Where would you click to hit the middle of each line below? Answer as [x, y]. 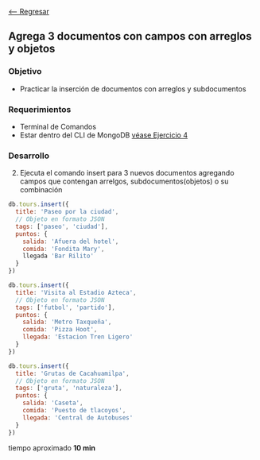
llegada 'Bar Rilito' [58, 256]
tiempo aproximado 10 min [52, 447]
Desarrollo [29, 156]
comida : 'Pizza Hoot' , [60, 330]
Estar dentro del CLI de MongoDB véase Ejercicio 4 [104, 135]
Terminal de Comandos [58, 126]
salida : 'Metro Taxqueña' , [67, 322]
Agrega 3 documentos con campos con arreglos [130, 36]
